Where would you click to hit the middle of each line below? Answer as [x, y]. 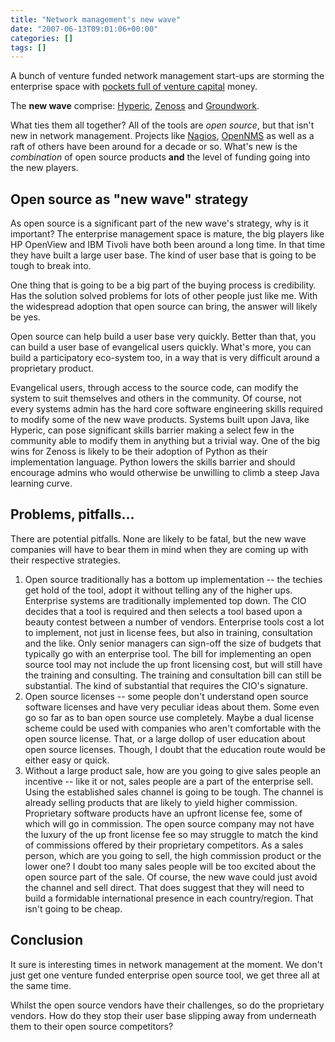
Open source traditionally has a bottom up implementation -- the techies [173, 579]
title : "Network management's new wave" [96, 19]
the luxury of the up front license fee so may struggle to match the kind [171, 834]
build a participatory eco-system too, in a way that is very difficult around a [165, 358]
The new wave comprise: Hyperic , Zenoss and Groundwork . [135, 106]
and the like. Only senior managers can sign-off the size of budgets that [173, 643]
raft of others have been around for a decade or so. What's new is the [154, 147]
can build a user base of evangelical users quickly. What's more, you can [161, 347]
